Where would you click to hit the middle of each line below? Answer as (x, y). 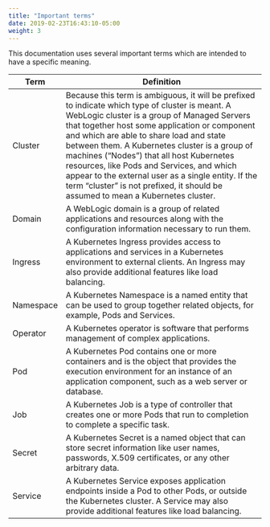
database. (84, 392)
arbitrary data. (92, 468)
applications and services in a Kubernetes (145, 252)
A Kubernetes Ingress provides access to (143, 242)
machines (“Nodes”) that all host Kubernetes (150, 156)
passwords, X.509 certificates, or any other (148, 458)
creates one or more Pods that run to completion (157, 415)
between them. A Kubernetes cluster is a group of (159, 145)
